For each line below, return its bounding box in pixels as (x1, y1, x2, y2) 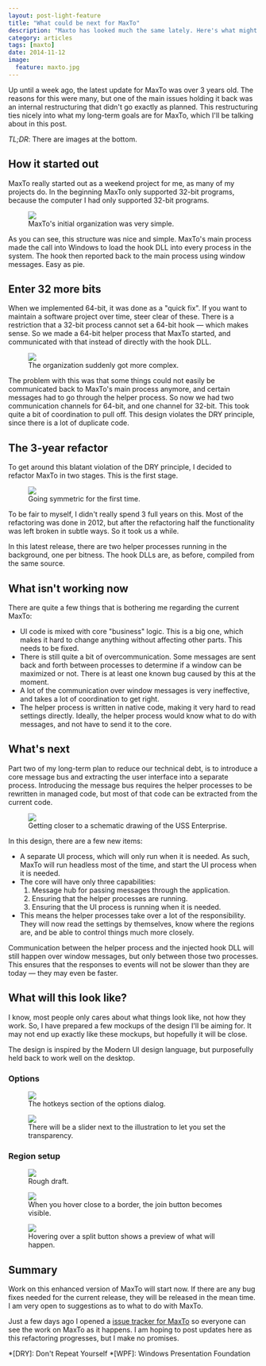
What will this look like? (8, 991, 127, 1005)
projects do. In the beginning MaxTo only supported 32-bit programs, (8, 187, 235, 196)
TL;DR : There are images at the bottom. (8, 134, 137, 144)
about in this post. (8, 118, 67, 128)
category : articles (8, 33, 73, 42)
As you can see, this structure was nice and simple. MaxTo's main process (8, 234, 252, 243)
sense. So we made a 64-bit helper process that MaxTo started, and (8, 329, 231, 339)
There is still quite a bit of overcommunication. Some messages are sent (19, 652, 256, 661)
